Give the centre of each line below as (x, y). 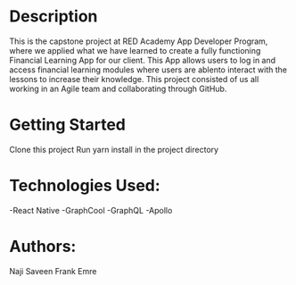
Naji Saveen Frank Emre (53, 271)
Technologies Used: (85, 186)
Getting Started (68, 125)
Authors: (43, 247)
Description (53, 17)
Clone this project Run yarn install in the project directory (114, 149)
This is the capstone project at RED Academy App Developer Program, (139, 41)
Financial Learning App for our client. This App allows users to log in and (143, 60)
